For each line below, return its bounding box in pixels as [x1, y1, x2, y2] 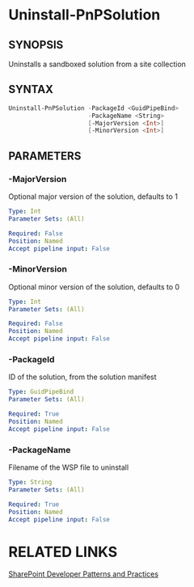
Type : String [8, 479, 53, 487]
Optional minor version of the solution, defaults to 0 [8, 281, 180, 292]
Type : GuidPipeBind [8, 388, 74, 396]
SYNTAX [8, 82, 54, 96]
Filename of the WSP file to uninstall [8, 462, 129, 472]
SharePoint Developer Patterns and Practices [8, 569, 159, 579]
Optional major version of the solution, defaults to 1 [8, 192, 178, 201]
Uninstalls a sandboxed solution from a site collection [8, 59, 186, 69]
